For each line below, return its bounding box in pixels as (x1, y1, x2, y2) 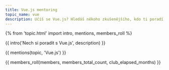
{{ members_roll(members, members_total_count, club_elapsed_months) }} (5, 59, 161, 65)
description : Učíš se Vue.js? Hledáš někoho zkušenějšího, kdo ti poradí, (5, 16, 166, 21)
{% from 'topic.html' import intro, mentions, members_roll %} (5, 30, 132, 36)
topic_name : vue (5, 12, 39, 17)
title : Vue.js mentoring (5, 7, 58, 12)
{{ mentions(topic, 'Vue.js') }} (5, 49, 67, 55)
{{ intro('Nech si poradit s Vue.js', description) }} (5, 40, 106, 46)
